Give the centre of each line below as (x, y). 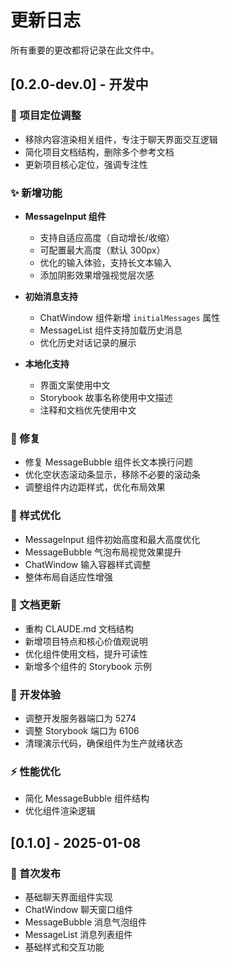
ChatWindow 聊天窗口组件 (79, 910)
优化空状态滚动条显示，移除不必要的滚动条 (112, 475)
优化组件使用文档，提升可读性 (86, 653)
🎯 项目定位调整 (46, 116)
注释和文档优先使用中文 (88, 410)
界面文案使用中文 (75, 385)
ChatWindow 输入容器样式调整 (88, 564)
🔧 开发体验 (36, 694)
